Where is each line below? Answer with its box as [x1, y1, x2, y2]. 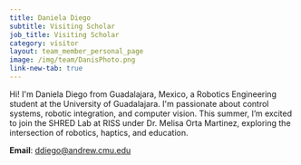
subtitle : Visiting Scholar [9, 22, 116, 31]
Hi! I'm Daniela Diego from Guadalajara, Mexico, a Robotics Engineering [9, 88, 277, 100]
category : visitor [9, 38, 79, 48]
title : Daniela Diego [9, 13, 92, 23]
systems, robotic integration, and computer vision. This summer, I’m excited [9, 108, 293, 119]
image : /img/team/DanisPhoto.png [9, 55, 136, 64]
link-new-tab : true [9, 64, 83, 73]
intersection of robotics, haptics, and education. [9, 127, 189, 138]
